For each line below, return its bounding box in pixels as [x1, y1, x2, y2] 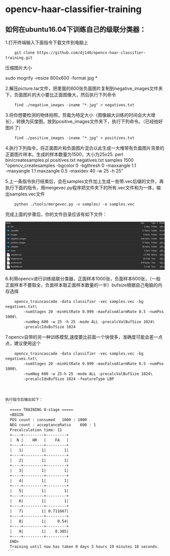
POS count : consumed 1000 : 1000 [10, 417, 87, 422]
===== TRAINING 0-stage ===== [10, 407, 73, 412]
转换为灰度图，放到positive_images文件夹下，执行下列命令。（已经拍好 [16, 118, 163, 124]
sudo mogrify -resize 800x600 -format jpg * [5, 75, 98, 81]
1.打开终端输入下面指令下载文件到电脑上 [5, 40, 89, 45]
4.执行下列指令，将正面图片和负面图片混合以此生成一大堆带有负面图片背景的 [5, 145, 164, 151]
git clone [14, 50, 35, 55]
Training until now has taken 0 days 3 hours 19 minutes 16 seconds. [10, 544, 159, 549]
